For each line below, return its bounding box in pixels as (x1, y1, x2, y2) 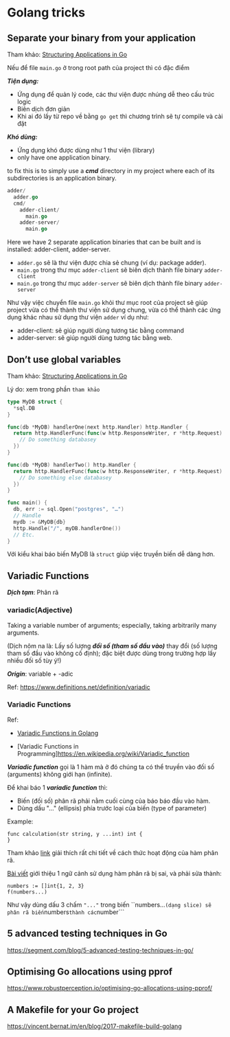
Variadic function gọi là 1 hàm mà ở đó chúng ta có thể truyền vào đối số (7, 762, 215, 771)
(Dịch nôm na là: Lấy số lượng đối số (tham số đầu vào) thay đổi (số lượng (7, 641, 218, 650)
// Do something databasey (19, 436, 97, 444)
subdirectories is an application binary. (7, 174, 117, 182)
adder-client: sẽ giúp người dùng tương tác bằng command (16, 326, 184, 334)
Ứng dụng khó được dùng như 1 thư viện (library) (16, 146, 155, 154)
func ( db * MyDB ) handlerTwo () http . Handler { (7, 461, 137, 468)
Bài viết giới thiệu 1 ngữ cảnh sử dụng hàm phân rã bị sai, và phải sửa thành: (7, 869, 222, 877)
